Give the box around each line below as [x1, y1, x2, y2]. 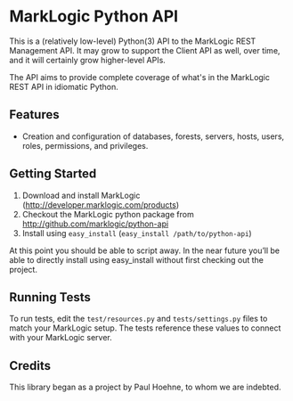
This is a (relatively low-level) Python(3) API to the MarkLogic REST [9, 36, 256, 46]
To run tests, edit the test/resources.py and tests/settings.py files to [9, 314, 268, 324]
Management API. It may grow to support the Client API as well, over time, [9, 45, 281, 55]
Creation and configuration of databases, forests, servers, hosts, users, [21, 131, 285, 142]
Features [9, 107, 60, 122]
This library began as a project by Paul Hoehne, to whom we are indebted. [9, 381, 282, 393]
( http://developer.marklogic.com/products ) [21, 199, 180, 210]
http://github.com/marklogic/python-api [21, 218, 169, 229]
